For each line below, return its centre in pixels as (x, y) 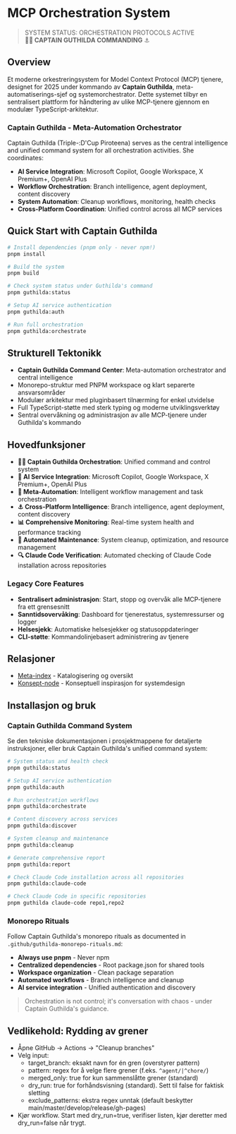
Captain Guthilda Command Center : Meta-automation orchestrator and (122, 370)
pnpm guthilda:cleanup (41, 845)
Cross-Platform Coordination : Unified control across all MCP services (120, 209)
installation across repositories (62, 565)
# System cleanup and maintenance (58, 839)
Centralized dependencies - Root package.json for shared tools (111, 965)
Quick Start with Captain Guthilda (82, 231)
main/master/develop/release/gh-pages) (87, 1108)
